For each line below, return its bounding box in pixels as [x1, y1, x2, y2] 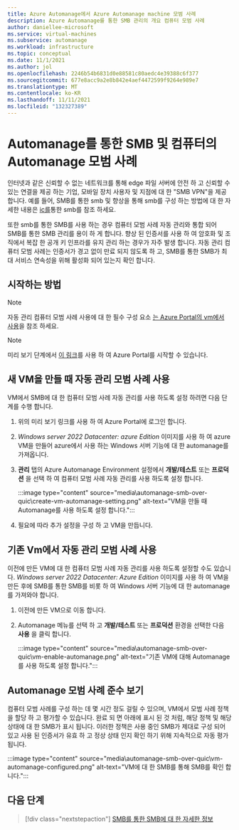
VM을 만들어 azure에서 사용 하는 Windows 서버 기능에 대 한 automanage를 [17, 442, 229, 450]
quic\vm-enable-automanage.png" [17, 652, 119, 661]
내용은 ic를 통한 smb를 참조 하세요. [20, 205, 116, 213]
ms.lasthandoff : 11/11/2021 [7, 97, 91, 104]
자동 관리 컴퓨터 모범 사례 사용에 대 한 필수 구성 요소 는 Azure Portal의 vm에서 [7, 312, 225, 321]
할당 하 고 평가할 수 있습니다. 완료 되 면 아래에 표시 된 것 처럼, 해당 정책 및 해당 [14, 713, 232, 722]
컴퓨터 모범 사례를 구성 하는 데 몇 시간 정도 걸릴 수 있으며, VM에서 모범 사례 [7, 705, 216, 713]
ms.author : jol [7, 63, 53, 70]
